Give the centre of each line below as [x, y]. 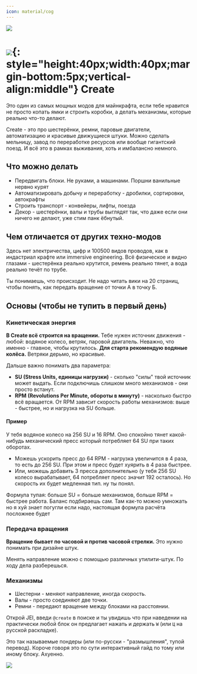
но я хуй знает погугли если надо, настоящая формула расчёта [86, 508]
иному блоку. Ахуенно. [35, 654]
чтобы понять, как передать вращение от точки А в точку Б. [82, 287]
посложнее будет [28, 514]
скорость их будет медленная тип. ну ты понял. [75, 483]
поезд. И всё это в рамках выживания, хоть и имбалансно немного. [92, 148]
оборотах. [19, 447]
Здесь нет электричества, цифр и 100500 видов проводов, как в [87, 251]
